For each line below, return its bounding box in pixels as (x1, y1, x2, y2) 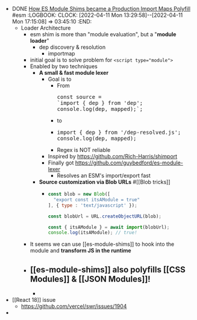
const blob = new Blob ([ (48, 191, 110, 197)
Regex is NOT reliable (57, 146, 111, 153)
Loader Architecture (20, 24, 71, 31)
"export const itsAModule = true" (53, 196, 140, 202)
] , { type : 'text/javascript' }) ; (48, 202, 137, 209)
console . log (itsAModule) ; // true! (48, 230, 137, 236)
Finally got (48, 159, 74, 166)
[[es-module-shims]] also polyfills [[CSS (30, 265, 186, 275)
